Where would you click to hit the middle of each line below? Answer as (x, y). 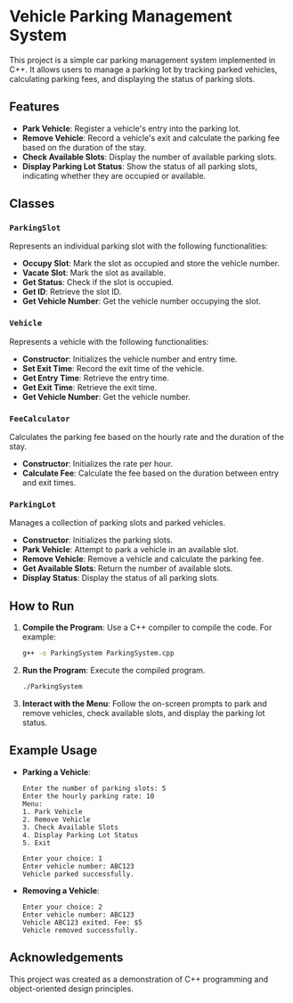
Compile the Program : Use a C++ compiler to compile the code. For (147, 628)
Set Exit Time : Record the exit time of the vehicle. (113, 368)
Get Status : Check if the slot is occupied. (98, 282)
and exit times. (49, 483)
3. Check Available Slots (70, 827)
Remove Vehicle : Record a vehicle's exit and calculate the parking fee (151, 138)
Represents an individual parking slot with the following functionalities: (138, 246)
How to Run (42, 606)
